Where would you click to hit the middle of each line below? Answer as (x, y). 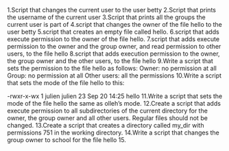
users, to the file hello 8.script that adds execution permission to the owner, (114, 54)
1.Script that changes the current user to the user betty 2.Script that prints (111, 10)
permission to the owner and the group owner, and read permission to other (114, 46)
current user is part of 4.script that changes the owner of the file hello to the (115, 24)
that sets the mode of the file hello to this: (66, 83)
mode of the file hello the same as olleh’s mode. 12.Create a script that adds (114, 103)
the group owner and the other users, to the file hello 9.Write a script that (110, 61)
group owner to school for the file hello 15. (67, 140)
